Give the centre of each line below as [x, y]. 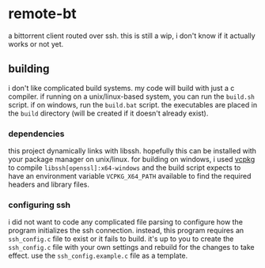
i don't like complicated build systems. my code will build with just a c [121, 88]
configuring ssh [40, 205]
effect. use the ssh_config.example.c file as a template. [98, 256]
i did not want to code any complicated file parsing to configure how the [126, 222]
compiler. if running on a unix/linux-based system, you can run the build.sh [131, 96]
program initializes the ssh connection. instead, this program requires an [126, 231]
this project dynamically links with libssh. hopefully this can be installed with [132, 151]
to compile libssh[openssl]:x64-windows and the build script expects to [125, 168]
